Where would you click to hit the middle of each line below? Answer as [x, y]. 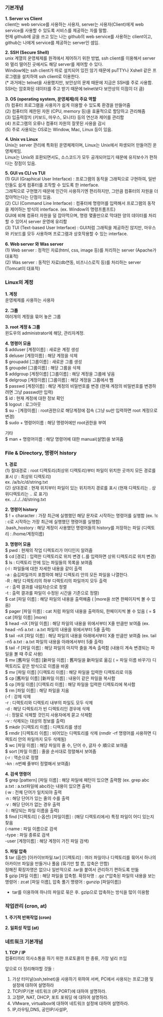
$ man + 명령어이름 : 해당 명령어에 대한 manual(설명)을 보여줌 [64, 439]
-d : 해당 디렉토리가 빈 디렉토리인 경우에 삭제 [47, 708]
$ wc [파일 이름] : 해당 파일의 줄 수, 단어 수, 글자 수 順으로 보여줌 [66, 745]
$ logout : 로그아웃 [23, 404]
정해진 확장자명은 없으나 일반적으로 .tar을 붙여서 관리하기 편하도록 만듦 [72, 869]
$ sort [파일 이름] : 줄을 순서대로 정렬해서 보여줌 [51, 751]
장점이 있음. [25, 163]
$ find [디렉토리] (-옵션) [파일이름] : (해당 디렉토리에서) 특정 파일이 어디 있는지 [80, 816]
